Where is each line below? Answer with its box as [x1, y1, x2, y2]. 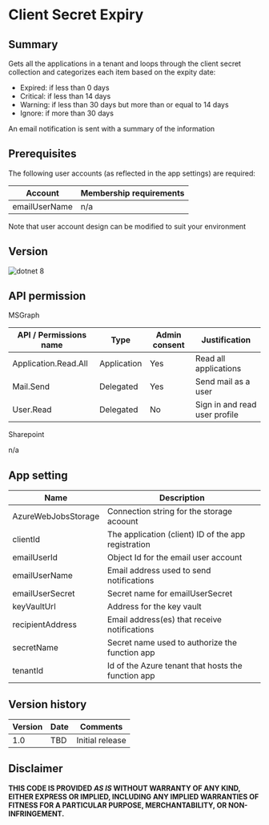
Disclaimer [8, 762, 63, 775]
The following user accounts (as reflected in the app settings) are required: [8, 168, 256, 178]
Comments [79, 722, 123, 733]
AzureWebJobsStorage [12, 511, 100, 522]
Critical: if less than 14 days [19, 91, 111, 101]
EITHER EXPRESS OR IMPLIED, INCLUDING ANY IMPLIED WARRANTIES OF [8, 791, 259, 801]
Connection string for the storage [106, 506, 233, 517]
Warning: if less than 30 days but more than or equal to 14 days [19, 100, 230, 109]
